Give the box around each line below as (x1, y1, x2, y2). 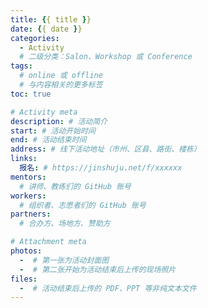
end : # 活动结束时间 (10, 135, 87, 145)
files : (10, 274, 38, 284)
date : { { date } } (10, 24, 83, 34)
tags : (10, 61, 33, 71)
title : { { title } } (10, 14, 92, 25)
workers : (10, 191, 47, 201)
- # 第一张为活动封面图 (19, 255, 110, 265)
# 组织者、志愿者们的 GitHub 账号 (19, 200, 147, 210)
